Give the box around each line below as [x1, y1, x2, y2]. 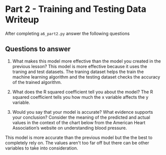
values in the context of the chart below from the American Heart [12, 119, 146, 125]
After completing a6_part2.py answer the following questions [5, 30, 130, 36]
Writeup [5, 14, 39, 25]
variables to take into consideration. [5, 145, 78, 151]
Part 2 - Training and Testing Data [5, 3, 147, 15]
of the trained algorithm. [12, 79, 62, 85]
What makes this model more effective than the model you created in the [12, 58, 161, 64]
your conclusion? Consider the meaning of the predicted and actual [12, 114, 150, 120]
